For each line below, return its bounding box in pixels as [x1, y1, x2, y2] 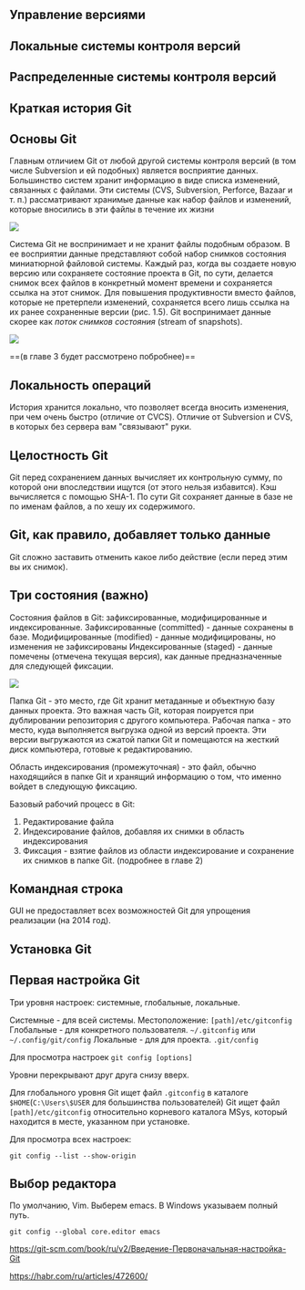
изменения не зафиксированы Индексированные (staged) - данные [9, 640, 273, 651]
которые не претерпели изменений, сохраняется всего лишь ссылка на [9, 296, 290, 308]
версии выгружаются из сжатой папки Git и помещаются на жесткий [9, 733, 280, 744]
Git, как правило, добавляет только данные [9, 527, 271, 543]
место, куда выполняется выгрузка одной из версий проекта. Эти [9, 724, 267, 735]
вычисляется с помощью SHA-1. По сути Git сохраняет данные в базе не [9, 492, 293, 502]
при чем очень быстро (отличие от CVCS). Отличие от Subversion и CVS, [9, 411, 293, 422]
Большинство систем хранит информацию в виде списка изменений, [9, 175, 280, 186]
